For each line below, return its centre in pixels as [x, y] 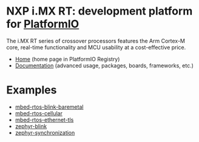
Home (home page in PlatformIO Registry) [67, 59]
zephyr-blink [31, 126]
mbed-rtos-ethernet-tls [44, 120]
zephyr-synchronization [45, 132]
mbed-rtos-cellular [39, 113]
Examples [32, 90]
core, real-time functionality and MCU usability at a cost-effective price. [96, 47]
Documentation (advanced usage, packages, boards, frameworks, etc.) [104, 66]
